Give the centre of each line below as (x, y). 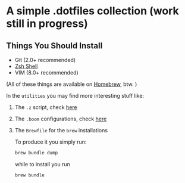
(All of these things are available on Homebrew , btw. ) (72, 84)
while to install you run (42, 164)
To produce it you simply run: (51, 142)
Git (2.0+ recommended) (45, 60)
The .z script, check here (46, 107)
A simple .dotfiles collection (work (93, 11)
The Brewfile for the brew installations (61, 130)
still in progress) (47, 24)
